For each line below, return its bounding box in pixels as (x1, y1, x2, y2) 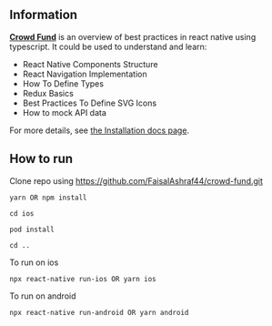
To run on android (9, 290, 76, 301)
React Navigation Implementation (22, 68, 147, 79)
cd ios (9, 209, 35, 218)
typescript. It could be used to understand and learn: (9, 41, 207, 52)
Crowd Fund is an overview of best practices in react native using (9, 31, 257, 42)
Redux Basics (22, 87, 75, 98)
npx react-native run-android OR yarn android (9, 308, 189, 317)
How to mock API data (22, 107, 107, 117)
